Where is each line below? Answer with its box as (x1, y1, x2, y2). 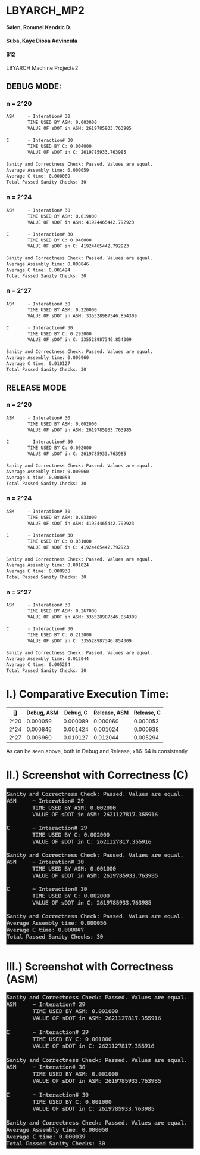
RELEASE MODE (6, 383, 67, 393)
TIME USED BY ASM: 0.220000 (27, 306, 97, 313)
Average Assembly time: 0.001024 (6, 562, 89, 568)
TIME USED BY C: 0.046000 (27, 237, 92, 243)
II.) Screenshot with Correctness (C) (6, 769, 189, 782)
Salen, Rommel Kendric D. (6, 23, 71, 30)
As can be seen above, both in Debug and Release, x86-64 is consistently (6, 747, 188, 754)
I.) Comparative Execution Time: (6, 688, 169, 701)
